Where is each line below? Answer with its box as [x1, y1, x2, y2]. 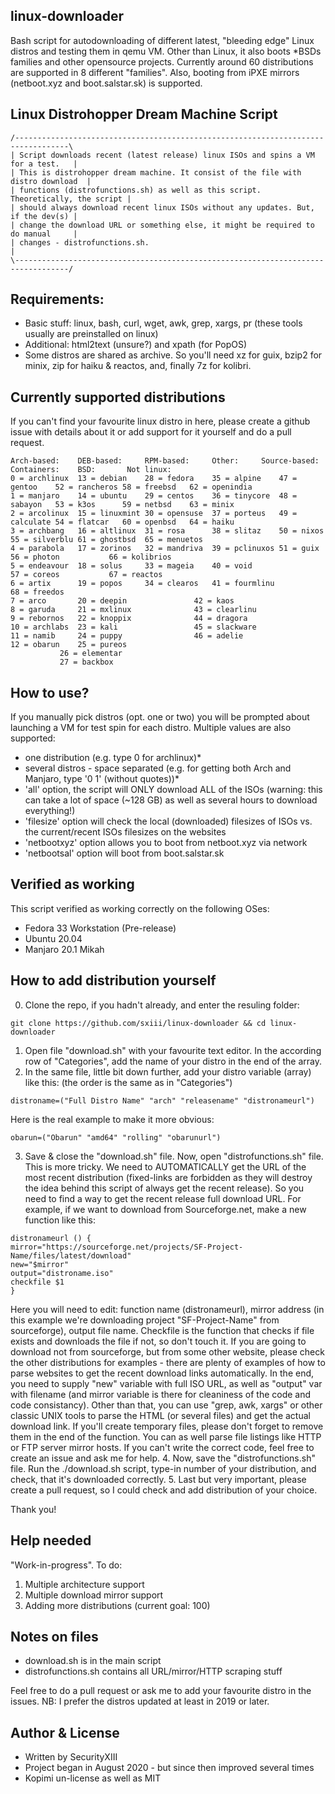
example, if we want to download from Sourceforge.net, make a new [24, 1203, 307, 1215]
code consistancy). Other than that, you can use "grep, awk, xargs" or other [10, 1399, 323, 1411]
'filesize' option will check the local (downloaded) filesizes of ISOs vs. [24, 815, 313, 828]
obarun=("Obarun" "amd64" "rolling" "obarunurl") [10, 1132, 222, 1143]
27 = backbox [59, 657, 114, 668]
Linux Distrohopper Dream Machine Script [10, 106, 278, 123]
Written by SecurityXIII [24, 1751, 118, 1763]
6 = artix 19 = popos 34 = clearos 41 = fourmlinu [10, 579, 275, 589]
